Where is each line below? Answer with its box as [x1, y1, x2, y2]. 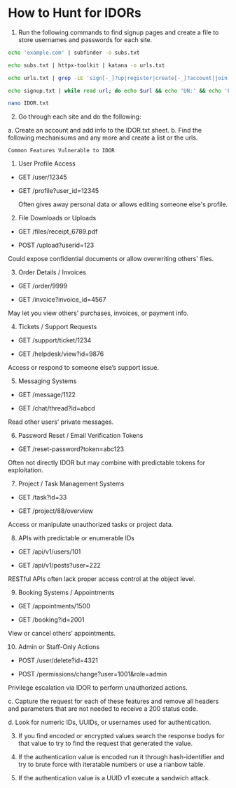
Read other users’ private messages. [8, 418, 114, 426]
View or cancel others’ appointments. [8, 629, 116, 638]
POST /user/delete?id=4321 [18, 656, 99, 665]
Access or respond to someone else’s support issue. [8, 363, 160, 372]
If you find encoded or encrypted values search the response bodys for [18, 732, 225, 740]
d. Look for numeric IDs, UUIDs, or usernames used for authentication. [8, 718, 211, 727]
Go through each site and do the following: [18, 112, 141, 121]
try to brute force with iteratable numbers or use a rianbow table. [18, 760, 205, 769]
